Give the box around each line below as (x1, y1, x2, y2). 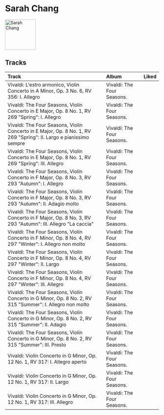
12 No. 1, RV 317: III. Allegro (7, 398, 73, 405)
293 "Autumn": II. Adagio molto (7, 200, 79, 207)
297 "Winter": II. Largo (7, 261, 60, 268)
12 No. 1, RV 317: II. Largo (7, 378, 69, 385)
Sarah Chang (5, 3, 59, 14)
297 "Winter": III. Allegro (7, 281, 64, 288)
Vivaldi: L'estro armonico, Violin (7, 81, 80, 88)
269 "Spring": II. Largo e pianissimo (7, 134, 89, 141)
